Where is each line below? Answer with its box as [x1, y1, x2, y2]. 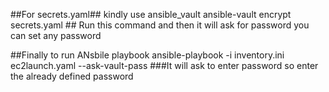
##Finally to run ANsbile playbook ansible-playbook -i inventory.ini [10, 49, 285, 61]
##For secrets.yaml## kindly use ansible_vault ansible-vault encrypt [10, 9, 292, 20]
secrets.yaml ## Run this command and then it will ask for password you [10, 19, 310, 31]
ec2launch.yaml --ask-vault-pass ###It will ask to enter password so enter [10, 60, 319, 71]
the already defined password [10, 70, 134, 82]
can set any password [10, 30, 102, 41]
